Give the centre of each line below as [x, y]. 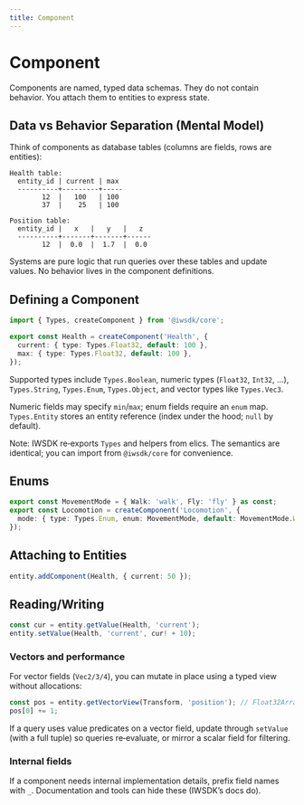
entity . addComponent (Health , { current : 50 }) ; [101, 576]
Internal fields [41, 762]
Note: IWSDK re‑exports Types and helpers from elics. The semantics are [145, 443]
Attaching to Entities [68, 556]
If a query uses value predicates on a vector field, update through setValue [149, 728]
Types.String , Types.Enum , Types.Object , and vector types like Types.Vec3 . [147, 389]
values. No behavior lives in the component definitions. [112, 271]
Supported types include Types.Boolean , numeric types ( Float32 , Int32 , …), [149, 379]
